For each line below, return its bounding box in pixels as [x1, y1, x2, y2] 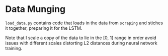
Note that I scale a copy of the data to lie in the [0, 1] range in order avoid [5, 35, 157, 41]
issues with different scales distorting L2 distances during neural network [5, 40, 157, 46]
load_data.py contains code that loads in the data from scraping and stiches [5, 20, 163, 26]
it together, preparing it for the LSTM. [5, 25, 82, 31]
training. [5, 45, 23, 51]
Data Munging [5, 3, 66, 15]
